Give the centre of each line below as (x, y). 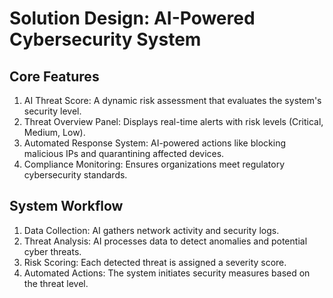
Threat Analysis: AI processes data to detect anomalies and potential (165, 241)
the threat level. (56, 283)
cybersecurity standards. (75, 175)
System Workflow (66, 206)
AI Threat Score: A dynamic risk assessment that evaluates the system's (172, 100)
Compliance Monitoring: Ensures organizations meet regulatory (154, 164)
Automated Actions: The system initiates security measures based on (167, 273)
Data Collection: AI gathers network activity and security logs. (151, 230)
